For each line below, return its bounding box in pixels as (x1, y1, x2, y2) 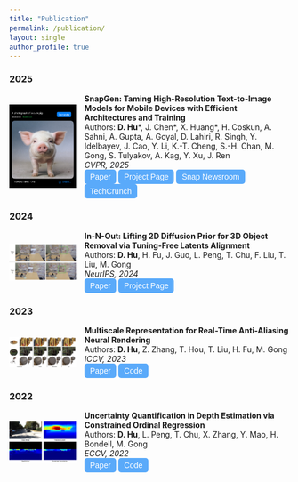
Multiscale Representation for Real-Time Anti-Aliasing (84, 325, 289, 336)
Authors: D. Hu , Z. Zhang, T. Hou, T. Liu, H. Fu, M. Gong (84, 344, 287, 355)
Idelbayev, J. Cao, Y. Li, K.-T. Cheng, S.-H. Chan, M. (84, 141, 275, 151)
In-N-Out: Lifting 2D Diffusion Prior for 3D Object (84, 230, 269, 241)
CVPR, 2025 (84, 159, 129, 170)
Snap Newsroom (181, 172, 240, 181)
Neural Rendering (84, 334, 151, 346)
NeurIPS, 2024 (84, 268, 139, 279)
